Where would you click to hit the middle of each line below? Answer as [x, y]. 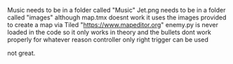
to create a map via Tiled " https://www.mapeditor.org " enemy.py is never [113, 25]
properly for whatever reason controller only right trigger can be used [108, 40]
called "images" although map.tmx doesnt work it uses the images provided [117, 17]
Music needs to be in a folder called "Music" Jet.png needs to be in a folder [116, 10]
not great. [21, 53]
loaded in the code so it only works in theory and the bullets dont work [109, 32]
